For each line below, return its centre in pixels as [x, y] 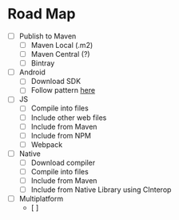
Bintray [43, 63]
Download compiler [63, 162]
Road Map [42, 14]
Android [32, 72]
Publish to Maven [48, 36]
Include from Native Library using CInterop [101, 190]
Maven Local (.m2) [62, 45]
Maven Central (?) [60, 54]
